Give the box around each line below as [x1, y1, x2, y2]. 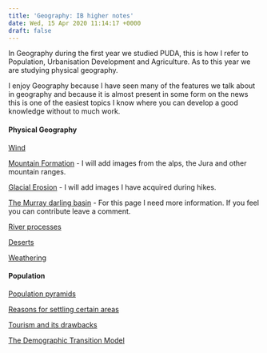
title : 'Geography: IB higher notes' [8, 11, 134, 20]
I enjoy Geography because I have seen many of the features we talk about [8, 81, 256, 90]
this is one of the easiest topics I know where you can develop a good [8, 98, 238, 108]
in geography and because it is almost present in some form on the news [8, 90, 249, 99]
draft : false [8, 26, 52, 34]
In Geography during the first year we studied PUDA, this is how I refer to [8, 49, 249, 58]
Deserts [8, 237, 34, 247]
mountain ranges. [8, 166, 66, 176]
